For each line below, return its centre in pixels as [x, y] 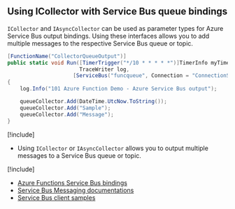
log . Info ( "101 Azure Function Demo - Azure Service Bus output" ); [119, 89]
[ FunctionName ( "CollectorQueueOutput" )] [67, 56]
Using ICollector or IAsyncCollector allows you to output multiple [113, 148]
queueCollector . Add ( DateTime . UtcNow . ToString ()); [94, 102]
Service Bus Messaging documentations [76, 190]
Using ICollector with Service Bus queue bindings [117, 12]
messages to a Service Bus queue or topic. [79, 155]
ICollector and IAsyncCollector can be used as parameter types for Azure [115, 28]
